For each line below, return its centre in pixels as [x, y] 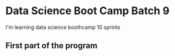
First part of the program [51, 46]
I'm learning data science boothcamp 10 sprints [63, 27]
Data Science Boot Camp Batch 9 [87, 11]
